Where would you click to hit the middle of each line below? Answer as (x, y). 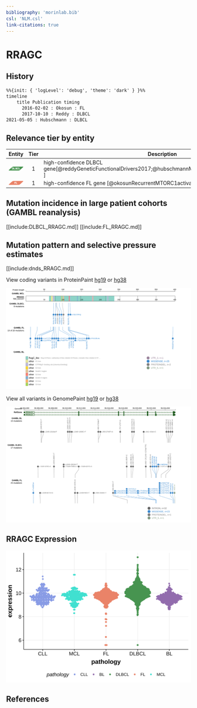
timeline (17, 97)
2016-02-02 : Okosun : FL (53, 108)
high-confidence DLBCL (73, 162)
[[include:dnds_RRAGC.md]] (40, 268)
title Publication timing (48, 102)
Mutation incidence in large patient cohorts (87, 203)
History (20, 76)
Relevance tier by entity (50, 138)
